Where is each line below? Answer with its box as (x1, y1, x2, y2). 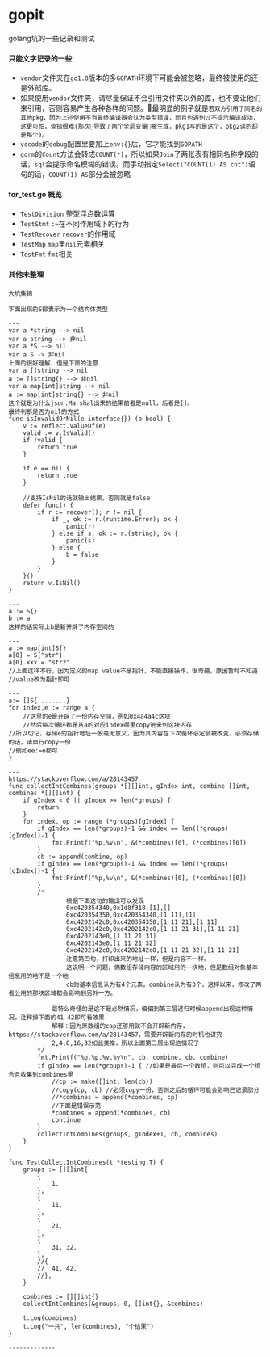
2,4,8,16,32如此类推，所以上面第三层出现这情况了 (51, 1039, 200, 1047)
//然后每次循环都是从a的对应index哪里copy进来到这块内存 (23, 721, 193, 729)
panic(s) (65, 536, 95, 545)
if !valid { (23, 436, 63, 444)
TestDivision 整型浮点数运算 (19, 209, 115, 219)
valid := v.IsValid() (23, 428, 95, 437)
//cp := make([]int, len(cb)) (51, 1077, 153, 1085)
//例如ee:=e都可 (8, 746, 58, 755)
